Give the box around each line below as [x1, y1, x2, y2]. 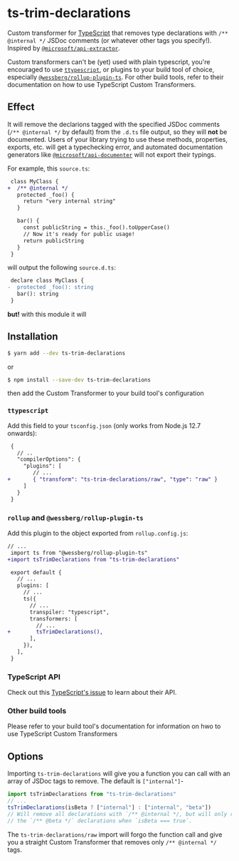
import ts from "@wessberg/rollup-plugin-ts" [10, 549, 148, 556]
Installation [7, 330, 58, 343]
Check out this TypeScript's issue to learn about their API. [7, 688, 177, 697]
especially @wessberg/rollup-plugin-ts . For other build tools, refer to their [7, 73, 224, 81]
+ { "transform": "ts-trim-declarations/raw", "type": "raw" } [7, 476, 218, 483]
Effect [7, 101, 35, 113]
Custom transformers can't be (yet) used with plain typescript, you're [7, 57, 211, 66]
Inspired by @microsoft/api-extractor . [7, 44, 121, 52]
